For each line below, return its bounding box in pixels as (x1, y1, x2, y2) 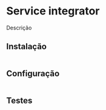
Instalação (6, 41, 47, 52)
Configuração (6, 69, 60, 79)
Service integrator (6, 4, 100, 18)
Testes (6, 95, 33, 106)
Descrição (6, 24, 32, 31)
